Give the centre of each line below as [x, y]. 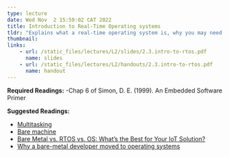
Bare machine [37, 132]
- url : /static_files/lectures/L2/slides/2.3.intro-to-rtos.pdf [113, 52]
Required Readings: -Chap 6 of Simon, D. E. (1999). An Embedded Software [115, 90]
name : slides [44, 58]
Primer [16, 97]
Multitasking [35, 124]
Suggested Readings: [38, 111]
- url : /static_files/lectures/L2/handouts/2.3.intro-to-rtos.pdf [116, 64]
